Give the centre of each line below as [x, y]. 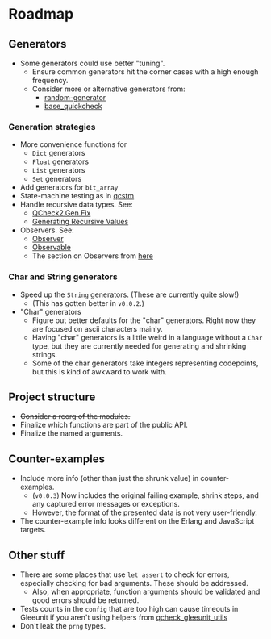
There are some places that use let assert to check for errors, [125, 574]
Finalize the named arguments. [71, 433]
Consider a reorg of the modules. [75, 416]
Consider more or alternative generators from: [108, 89]
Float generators [60, 161]
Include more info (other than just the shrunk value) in [109, 478]
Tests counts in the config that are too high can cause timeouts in [129, 609]
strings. [45, 354]
